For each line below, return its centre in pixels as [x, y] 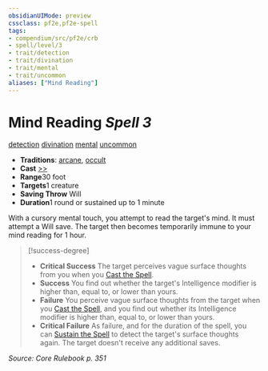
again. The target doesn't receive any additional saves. [130, 343]
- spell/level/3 [35, 46]
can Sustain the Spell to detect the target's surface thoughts [139, 334]
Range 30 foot [43, 177]
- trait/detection [39, 53]
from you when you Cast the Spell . [97, 275]
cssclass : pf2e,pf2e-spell [53, 23]
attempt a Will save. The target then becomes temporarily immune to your [130, 227]
